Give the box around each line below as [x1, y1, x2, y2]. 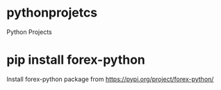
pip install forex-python [6, 52, 145, 68]
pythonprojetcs [6, 5, 98, 21]
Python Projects [6, 28, 53, 36]
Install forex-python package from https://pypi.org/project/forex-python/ [6, 75, 214, 83]
